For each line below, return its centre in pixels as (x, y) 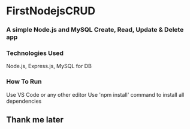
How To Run (24, 82)
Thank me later (35, 120)
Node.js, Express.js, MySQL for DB (49, 66)
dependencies (24, 101)
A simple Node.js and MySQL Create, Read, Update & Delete (95, 30)
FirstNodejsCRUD (51, 11)
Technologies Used (35, 53)
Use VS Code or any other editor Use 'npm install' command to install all (95, 94)
